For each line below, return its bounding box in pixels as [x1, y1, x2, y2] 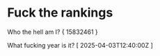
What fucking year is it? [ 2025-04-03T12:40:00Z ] [7, 41, 153, 49]
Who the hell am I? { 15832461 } [7, 28, 99, 36]
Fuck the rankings [7, 5, 113, 21]
